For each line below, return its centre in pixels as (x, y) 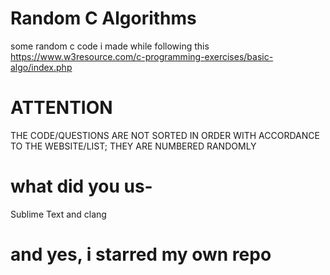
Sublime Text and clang (58, 214)
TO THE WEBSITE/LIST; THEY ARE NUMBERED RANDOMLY (133, 146)
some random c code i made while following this (110, 46)
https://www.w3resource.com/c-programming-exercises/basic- (142, 56)
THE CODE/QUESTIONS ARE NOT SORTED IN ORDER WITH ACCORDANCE (165, 135)
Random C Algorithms (103, 18)
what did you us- (81, 186)
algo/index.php (41, 67)
